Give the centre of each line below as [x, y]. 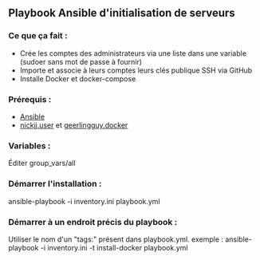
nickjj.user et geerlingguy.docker [74, 125]
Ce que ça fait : [38, 36]
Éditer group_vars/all [42, 163]
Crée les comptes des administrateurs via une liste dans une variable [133, 53]
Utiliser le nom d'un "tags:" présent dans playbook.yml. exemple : [116, 239]
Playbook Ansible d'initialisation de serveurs [122, 13]
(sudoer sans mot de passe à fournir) [81, 61]
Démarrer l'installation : [55, 184]
